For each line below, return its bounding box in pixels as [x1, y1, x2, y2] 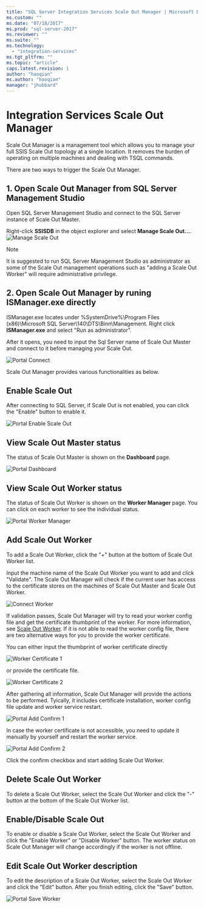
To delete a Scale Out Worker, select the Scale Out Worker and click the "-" [6, 790, 195, 798]
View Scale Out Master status [6, 438, 121, 448]
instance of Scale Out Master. [6, 215, 81, 223]
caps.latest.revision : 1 [6, 65, 69, 72]
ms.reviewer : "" [6, 32, 47, 38]
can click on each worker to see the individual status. [6, 506, 140, 513]
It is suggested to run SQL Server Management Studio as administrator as [6, 257, 191, 265]
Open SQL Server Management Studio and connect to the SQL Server [6, 209, 181, 216]
